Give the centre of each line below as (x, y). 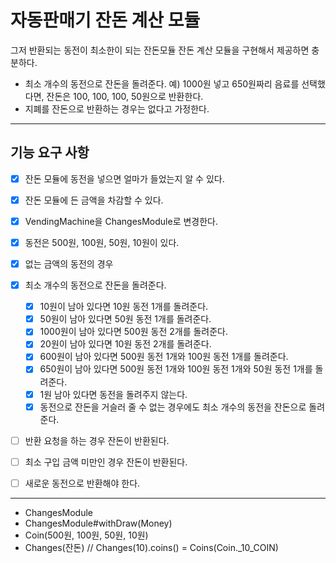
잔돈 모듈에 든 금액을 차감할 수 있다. (94, 200)
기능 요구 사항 (50, 152)
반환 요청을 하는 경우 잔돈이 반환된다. (97, 440)
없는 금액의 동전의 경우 (69, 264)
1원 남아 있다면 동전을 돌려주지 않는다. (113, 394)
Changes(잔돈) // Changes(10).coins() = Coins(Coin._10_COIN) (151, 547)
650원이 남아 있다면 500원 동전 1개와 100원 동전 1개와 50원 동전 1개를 (176, 369)
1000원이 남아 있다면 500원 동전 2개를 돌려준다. (134, 332)
